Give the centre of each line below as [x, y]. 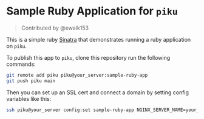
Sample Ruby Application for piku [92, 11]
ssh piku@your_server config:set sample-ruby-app [70, 110]
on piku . [17, 46]
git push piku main [31, 81]
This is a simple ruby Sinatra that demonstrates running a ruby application [99, 39]
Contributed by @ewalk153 [55, 28]
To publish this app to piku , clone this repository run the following [88, 57]
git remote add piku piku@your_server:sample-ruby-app [77, 75]
